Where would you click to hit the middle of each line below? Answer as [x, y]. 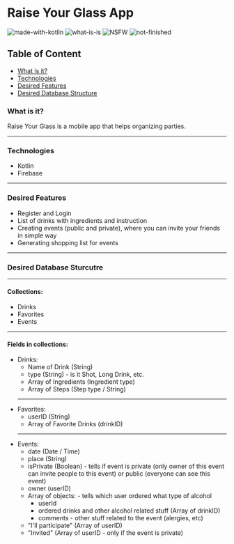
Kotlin [25, 166]
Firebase [30, 173]
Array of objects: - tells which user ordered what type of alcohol [120, 496]
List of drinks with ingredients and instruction [82, 220]
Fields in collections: [38, 344]
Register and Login [44, 213]
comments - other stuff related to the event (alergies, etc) [120, 518]
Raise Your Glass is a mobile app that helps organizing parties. [97, 126]
